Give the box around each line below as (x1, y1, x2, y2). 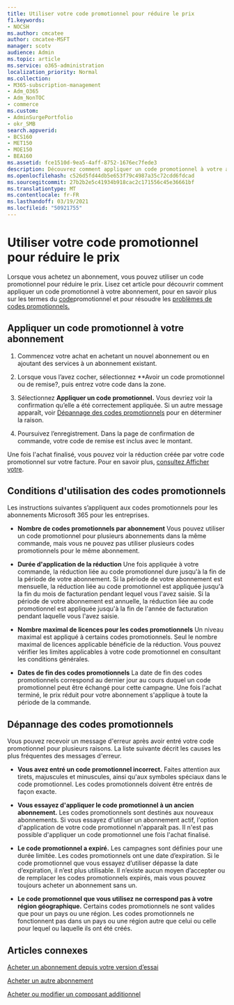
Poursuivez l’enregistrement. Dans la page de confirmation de (17, 429, 195, 438)
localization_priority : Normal (7, 68, 98, 75)
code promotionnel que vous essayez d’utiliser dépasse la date (17, 859, 198, 868)
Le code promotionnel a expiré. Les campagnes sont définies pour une (17, 844, 223, 852)
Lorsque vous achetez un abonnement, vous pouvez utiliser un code (7, 273, 204, 281)
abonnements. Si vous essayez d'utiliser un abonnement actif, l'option (17, 816, 219, 824)
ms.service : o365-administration (7, 62, 104, 69)
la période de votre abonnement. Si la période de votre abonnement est (17, 575, 223, 583)
